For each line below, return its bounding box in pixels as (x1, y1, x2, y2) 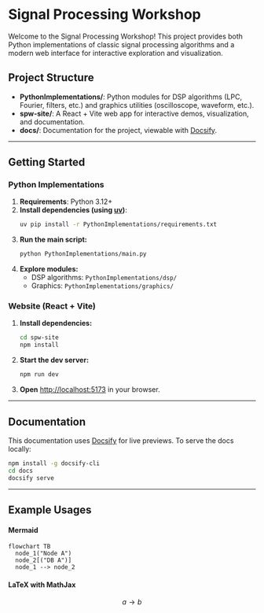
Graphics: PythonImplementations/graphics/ (31, 281, 174, 290)
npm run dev (19, 371, 59, 379)
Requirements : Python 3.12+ (19, 197, 113, 206)
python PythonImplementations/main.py (19, 250, 147, 258)
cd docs (8, 467, 34, 475)
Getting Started (8, 156, 86, 169)
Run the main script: (19, 234, 88, 245)
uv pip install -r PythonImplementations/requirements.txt (19, 220, 218, 229)
